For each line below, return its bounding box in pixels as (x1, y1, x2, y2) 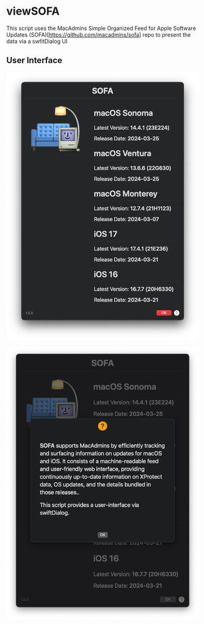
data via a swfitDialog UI (6, 37, 68, 45)
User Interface (6, 55, 63, 65)
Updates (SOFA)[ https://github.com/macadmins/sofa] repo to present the (6, 31, 191, 38)
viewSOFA (6, 4, 60, 18)
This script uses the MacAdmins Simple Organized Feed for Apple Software (6, 24, 197, 32)
